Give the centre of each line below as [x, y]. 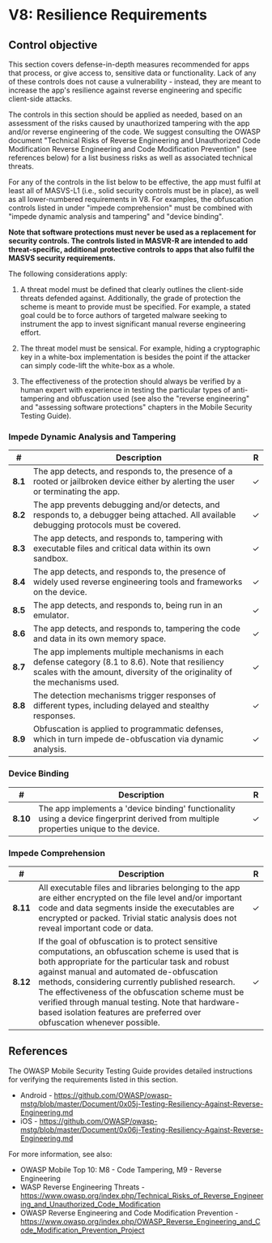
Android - [36, 1095]
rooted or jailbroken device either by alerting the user [134, 482]
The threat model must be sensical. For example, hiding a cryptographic [140, 348]
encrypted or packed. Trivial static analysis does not [138, 918]
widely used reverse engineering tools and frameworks [138, 582]
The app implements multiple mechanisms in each [128, 652]
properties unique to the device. [99, 828]
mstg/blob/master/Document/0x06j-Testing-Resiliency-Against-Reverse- [142, 1129]
